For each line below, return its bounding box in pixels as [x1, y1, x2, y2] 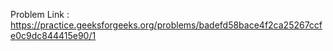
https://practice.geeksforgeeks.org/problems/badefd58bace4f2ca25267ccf [10, 19, 323, 31]
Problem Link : [10, 9, 70, 20]
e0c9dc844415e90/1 [10, 30, 97, 41]
